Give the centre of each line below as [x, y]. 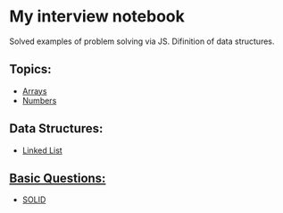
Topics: [30, 69]
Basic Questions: [58, 178]
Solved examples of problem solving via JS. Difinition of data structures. [142, 41]
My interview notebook [97, 17]
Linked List [42, 150]
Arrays [34, 90]
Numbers [39, 100]
